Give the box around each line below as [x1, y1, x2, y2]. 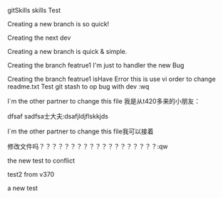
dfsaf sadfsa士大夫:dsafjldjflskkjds [7, 112, 109, 120]
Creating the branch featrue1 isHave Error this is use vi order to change [7, 75, 216, 83]
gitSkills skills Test [7, 6, 61, 14]
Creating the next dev [7, 33, 71, 42]
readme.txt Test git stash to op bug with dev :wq [7, 82, 150, 91]
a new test [7, 184, 38, 192]
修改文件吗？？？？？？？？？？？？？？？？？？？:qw [7, 142, 169, 150]
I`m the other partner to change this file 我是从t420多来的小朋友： [7, 97, 201, 105]
